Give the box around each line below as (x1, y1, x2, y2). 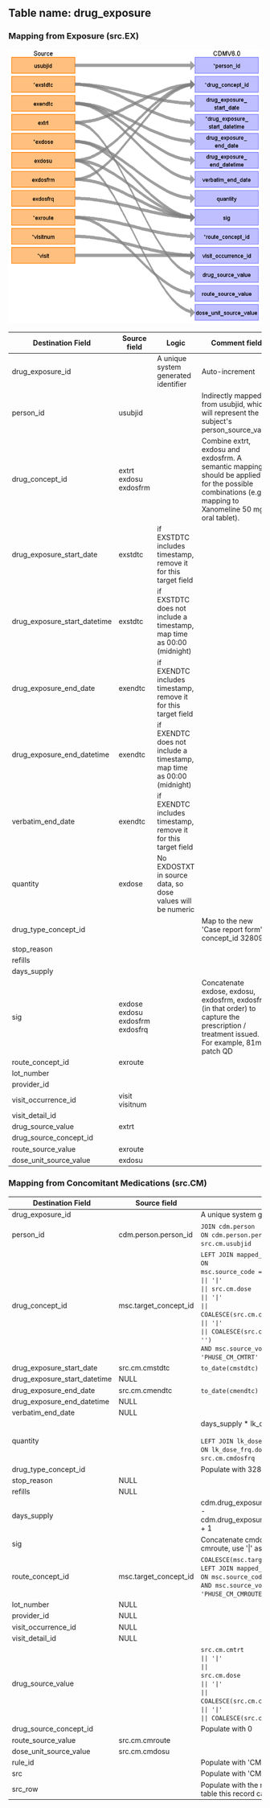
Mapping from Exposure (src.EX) (8, 31, 139, 42)
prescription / (201, 1021, 247, 1030)
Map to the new (201, 916, 253, 926)
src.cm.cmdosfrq (200, 1455, 256, 1463)
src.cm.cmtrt (200, 1646, 244, 1654)
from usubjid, (201, 399, 246, 409)
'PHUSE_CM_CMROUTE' (200, 1590, 266, 1598)
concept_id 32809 (201, 933, 264, 943)
